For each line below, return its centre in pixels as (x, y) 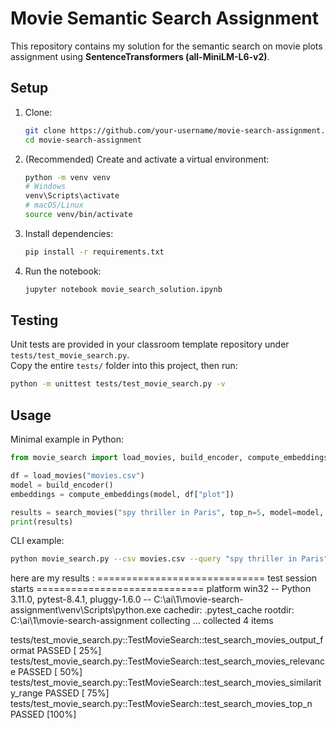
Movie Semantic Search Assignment (165, 18)
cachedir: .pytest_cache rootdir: (229, 610)
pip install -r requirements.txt (94, 252)
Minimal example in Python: (67, 439)
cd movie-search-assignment (83, 140)
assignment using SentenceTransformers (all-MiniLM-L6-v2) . (140, 56)
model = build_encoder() (62, 485)
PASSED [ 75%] (77, 693)
